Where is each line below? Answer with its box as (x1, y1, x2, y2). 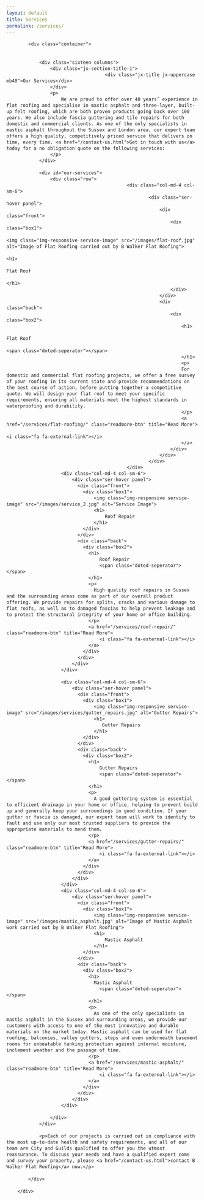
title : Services (6, 16, 48, 23)
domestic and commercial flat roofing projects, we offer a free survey (6, 372, 195, 379)
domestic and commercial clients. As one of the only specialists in (6, 121, 188, 127)
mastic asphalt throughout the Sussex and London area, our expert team (6, 127, 195, 133)
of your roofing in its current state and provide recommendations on (6, 379, 190, 385)
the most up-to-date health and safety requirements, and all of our (6, 1139, 188, 1145)
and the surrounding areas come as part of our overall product (6, 593, 173, 599)
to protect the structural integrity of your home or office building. (6, 612, 192, 618)
